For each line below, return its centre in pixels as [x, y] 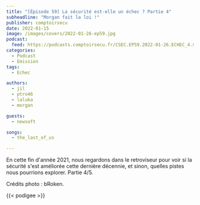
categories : [21, 51]
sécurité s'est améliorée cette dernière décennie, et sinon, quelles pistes [95, 166]
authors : [17, 83]
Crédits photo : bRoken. [35, 184]
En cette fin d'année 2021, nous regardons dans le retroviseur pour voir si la [99, 160]
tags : [13, 67]
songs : [14, 132]
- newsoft [24, 122]
